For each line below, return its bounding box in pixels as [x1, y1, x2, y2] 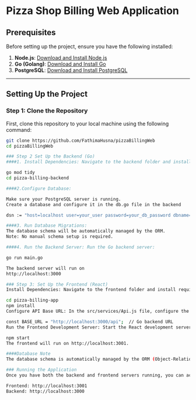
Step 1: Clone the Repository [6, 107, 88, 115]
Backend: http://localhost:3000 [6, 388, 85, 394]
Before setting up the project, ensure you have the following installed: [6, 43, 173, 50]
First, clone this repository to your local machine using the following [6, 120, 169, 127]
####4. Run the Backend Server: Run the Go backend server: [6, 244, 156, 250]
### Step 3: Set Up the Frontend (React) [6, 281, 108, 288]
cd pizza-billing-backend [6, 175, 69, 181]
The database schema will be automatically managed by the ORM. [6, 228, 166, 234]
